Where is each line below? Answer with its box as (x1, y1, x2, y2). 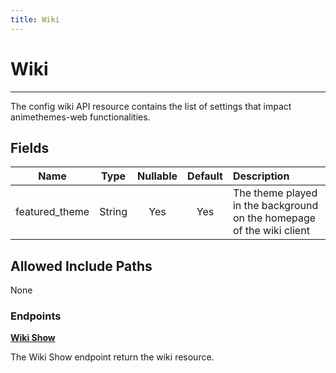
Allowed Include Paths (10, 257, 153, 275)
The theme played (232, 186, 318, 200)
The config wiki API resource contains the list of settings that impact (10, 100, 292, 112)
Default (187, 169, 223, 183)
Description (232, 169, 290, 183)
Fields (10, 139, 50, 156)
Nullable (137, 169, 178, 183)
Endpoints (10, 309, 62, 323)
